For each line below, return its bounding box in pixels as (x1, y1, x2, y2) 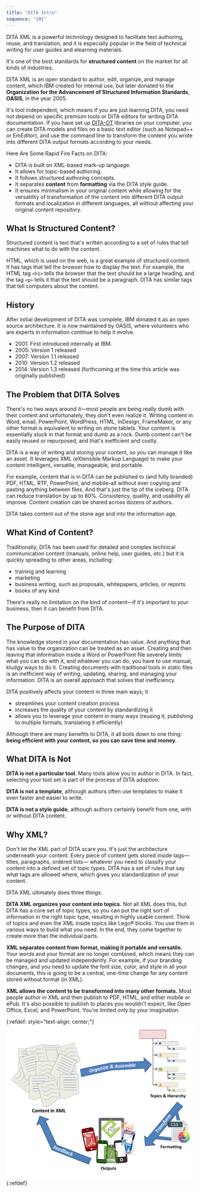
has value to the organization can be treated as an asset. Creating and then (6, 644, 192, 651)
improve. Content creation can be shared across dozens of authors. (6, 498, 173, 506)
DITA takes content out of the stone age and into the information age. (6, 510, 177, 517)
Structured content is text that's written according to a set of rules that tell (6, 239, 189, 246)
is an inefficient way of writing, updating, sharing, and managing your (6, 670, 178, 677)
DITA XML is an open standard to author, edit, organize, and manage (6, 76, 175, 83)
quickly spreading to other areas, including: (6, 556, 114, 563)
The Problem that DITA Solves (6, 390, 120, 400)
